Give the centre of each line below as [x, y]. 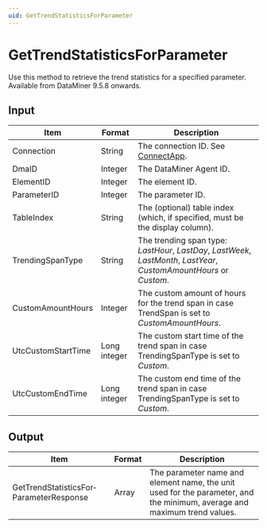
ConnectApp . [163, 156]
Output [26, 437]
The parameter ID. [172, 195]
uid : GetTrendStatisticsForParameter [71, 16]
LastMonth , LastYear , [178, 261]
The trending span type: [183, 241]
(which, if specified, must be [191, 218]
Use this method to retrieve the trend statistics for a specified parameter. [127, 77]
